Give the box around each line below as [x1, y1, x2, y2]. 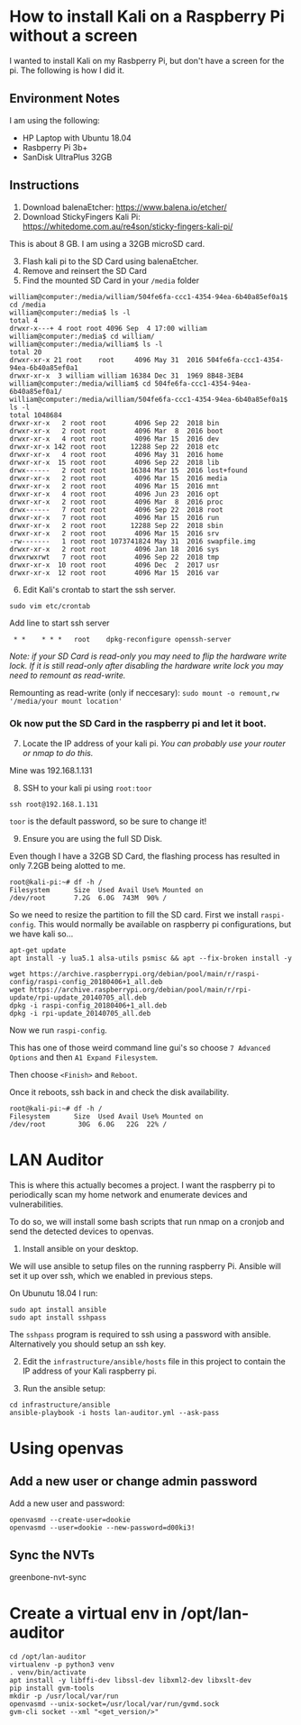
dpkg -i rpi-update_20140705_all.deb [9, 1009, 151, 1018]
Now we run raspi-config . [9, 1025, 108, 1036]
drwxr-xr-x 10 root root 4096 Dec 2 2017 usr [9, 561, 220, 570]
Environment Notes [9, 91, 120, 106]
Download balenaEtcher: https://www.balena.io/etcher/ [22, 201, 227, 213]
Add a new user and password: [9, 1498, 125, 1509]
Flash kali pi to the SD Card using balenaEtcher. [22, 255, 199, 267]
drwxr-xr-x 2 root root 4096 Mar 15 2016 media [9, 473, 228, 483]
